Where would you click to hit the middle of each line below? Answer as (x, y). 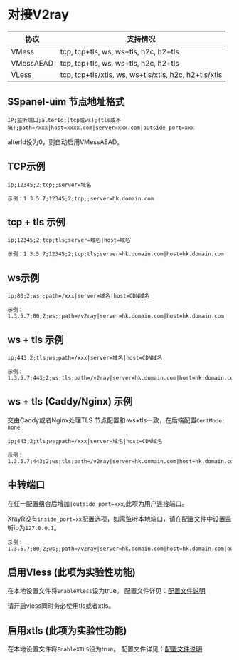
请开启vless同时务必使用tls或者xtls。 (61, 606)
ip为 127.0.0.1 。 (37, 527)
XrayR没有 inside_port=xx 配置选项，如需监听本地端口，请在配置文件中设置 (116, 519)
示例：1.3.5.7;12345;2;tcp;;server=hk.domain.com (81, 198)
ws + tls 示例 (36, 340)
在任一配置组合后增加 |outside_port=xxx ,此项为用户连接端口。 (98, 503)
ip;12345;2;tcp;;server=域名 (49, 185)
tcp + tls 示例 (36, 222)
